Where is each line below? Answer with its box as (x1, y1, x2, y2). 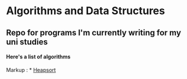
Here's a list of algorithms (6, 53, 71, 60)
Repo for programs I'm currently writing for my (6, 28, 182, 38)
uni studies (6, 37, 48, 47)
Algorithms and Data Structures (6, 4, 165, 18)
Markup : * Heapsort (6, 66, 56, 73)
